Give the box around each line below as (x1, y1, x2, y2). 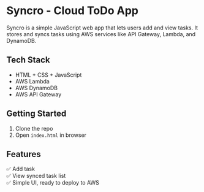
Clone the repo (15, 125, 53, 132)
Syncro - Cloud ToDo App (6, 4, 139, 18)
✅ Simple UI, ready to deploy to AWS (6, 179, 100, 186)
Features (6, 148, 41, 159)
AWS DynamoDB (15, 84, 58, 91)
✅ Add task (6, 165, 36, 172)
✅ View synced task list (6, 172, 66, 180)
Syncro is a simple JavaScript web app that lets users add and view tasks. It (6, 24, 198, 31)
